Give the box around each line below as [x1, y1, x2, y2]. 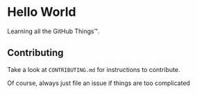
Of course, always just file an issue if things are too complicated [7, 79, 191, 87]
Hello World [7, 4, 76, 20]
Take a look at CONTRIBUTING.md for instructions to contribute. [7, 65, 180, 73]
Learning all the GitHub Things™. [7, 27, 100, 35]
